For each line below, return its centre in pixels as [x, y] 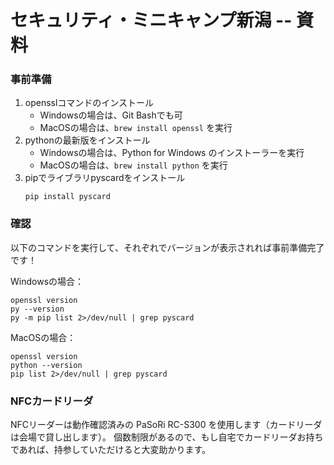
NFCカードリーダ [52, 401]
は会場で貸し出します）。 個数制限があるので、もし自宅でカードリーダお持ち [167, 437]
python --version [46, 365]
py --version [37, 309]
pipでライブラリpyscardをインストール [105, 178]
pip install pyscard [67, 197]
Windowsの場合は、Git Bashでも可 [111, 115]
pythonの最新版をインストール [87, 140]
